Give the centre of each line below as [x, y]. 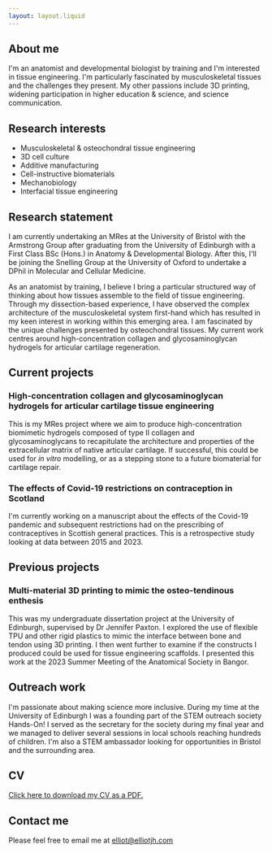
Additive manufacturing [59, 165]
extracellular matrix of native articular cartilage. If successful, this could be [134, 450]
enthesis [26, 601]
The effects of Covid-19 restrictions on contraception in [121, 488]
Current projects [51, 373]
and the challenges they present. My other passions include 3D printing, [129, 85]
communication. [35, 103]
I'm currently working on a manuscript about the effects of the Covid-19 [129, 516]
